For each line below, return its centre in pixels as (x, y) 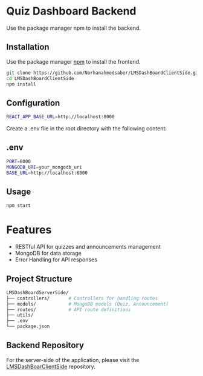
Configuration (33, 103)
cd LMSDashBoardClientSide (40, 78)
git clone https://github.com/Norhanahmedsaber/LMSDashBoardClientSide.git (104, 73)
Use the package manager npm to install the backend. (73, 28)
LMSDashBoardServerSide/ (37, 292)
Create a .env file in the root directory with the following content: (87, 129)
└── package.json (28, 327)
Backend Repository (45, 345)
